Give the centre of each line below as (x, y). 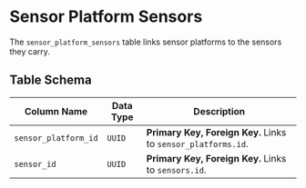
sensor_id (35, 164)
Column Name (56, 111)
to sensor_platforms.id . (197, 143)
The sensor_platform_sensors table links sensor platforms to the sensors (146, 42)
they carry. (30, 51)
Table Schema (51, 80)
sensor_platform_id (56, 138)
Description (219, 111)
